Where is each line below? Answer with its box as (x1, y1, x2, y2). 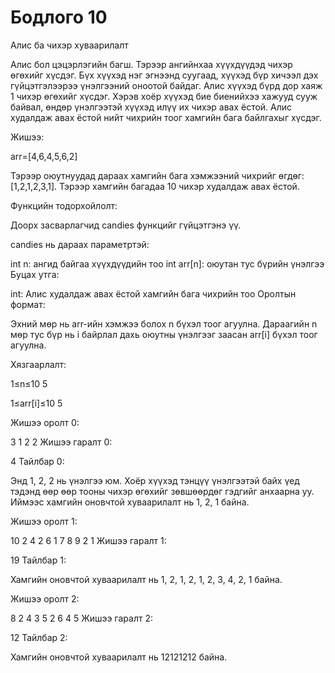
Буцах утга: (10, 268, 60, 280)
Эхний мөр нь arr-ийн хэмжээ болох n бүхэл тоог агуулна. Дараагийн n (10, 317, 318, 330)
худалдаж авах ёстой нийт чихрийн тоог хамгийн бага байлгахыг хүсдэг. (10, 111, 322, 123)
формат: (10, 298, 46, 310)
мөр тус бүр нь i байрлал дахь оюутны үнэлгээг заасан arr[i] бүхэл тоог (10, 328, 318, 340)
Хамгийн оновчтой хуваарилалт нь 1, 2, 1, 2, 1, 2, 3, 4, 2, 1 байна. (10, 573, 283, 585)
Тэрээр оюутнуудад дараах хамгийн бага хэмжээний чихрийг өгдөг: (10, 169, 305, 181)
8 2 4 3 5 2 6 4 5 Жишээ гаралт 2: (10, 612, 153, 624)
